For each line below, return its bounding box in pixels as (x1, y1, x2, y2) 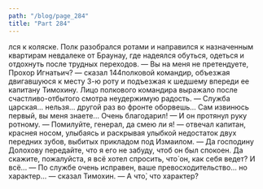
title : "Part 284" (8, 19, 71, 28)
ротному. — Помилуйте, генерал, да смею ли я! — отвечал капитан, (8, 119, 246, 129)
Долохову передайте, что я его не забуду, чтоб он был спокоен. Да (8, 145, 243, 155)
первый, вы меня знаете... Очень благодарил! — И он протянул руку (8, 110, 248, 120)
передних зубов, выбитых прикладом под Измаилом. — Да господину (8, 136, 255, 146)
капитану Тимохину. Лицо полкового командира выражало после (8, 84, 238, 94)
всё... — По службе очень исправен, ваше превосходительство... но (8, 162, 248, 172)
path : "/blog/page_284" (8, 11, 90, 20)
